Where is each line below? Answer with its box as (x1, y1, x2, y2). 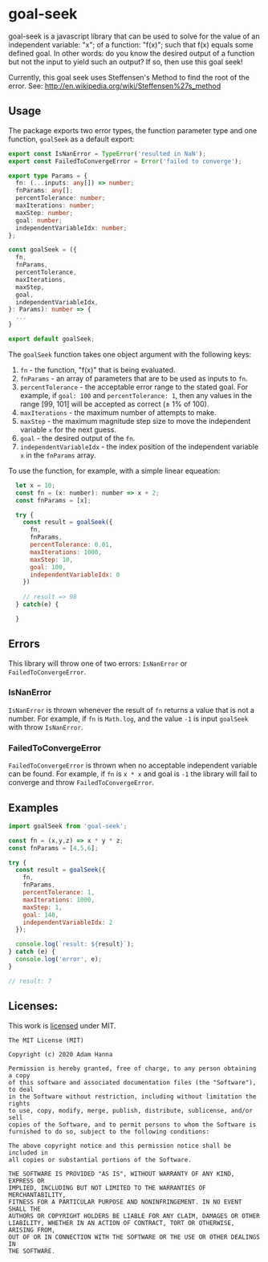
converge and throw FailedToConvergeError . (8, 778, 155, 788)
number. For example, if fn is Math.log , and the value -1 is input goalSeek (8, 714, 249, 723)
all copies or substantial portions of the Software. (8, 1155, 193, 1164)
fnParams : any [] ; (15, 186, 74, 195)
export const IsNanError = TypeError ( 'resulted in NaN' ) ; (8, 149, 206, 157)
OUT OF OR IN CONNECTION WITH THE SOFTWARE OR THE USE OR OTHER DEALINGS (8, 1233, 261, 1241)
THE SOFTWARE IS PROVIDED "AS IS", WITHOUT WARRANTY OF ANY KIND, (8, 1170, 235, 1178)
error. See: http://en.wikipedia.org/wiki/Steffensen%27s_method (8, 81, 221, 91)
